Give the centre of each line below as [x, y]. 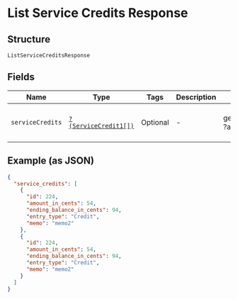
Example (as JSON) [51, 161]
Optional [155, 122]
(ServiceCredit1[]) [101, 126]
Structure [29, 39]
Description [196, 97]
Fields [21, 77]
